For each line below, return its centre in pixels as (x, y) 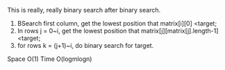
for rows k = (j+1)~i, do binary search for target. (85, 45)
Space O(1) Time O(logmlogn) (50, 59)
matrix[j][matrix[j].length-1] (180, 31)
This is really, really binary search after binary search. (84, 10)
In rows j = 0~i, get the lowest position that (78, 31)
